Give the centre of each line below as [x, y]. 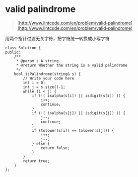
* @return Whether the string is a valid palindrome [72, 65]
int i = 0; [34, 83]
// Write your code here [49, 78]
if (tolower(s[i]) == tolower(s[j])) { [73, 130]
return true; [36, 161]
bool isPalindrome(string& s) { [47, 74]
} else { [41, 143]
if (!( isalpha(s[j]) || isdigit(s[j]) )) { [78, 113]
